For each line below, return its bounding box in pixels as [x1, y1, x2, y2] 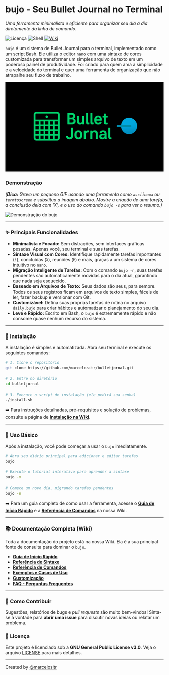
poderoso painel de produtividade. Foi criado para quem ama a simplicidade [5, 61, 163, 67]
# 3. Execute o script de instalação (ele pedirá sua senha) [5, 392, 136, 397]
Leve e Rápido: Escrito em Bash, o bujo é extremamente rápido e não [12, 310, 157, 316]
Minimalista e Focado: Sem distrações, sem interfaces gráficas [12, 240, 145, 247]
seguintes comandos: [5, 350, 50, 356]
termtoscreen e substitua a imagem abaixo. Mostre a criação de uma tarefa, [5, 196, 164, 203]
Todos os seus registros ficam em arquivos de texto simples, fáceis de [12, 289, 159, 295]
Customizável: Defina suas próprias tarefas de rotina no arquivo [12, 300, 146, 306]
